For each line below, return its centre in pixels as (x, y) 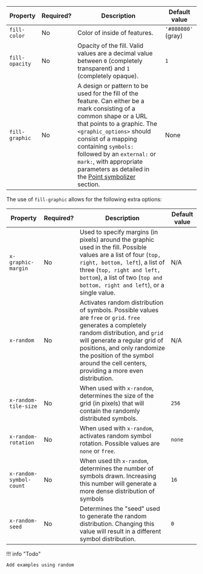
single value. (98, 292)
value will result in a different (120, 531)
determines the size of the (117, 395)
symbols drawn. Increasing (118, 476)
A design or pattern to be (113, 86)
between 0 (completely (110, 61)
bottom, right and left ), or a (122, 285)
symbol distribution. (108, 539)
